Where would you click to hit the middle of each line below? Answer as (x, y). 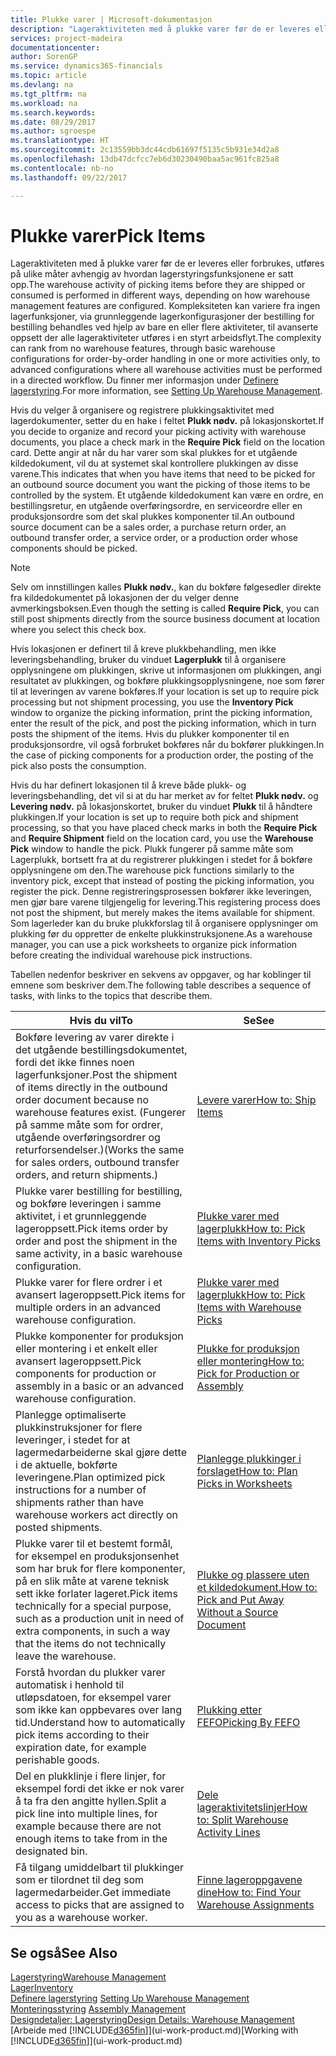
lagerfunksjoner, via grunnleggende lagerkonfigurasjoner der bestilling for (162, 317)
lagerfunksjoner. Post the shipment (96, 1075)
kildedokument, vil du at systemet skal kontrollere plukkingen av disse (154, 463)
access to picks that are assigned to (100, 1905)
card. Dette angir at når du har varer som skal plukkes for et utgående (154, 453)
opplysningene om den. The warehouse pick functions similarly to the (152, 870)
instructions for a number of (81, 1490)
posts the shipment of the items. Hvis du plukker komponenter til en (150, 734)
